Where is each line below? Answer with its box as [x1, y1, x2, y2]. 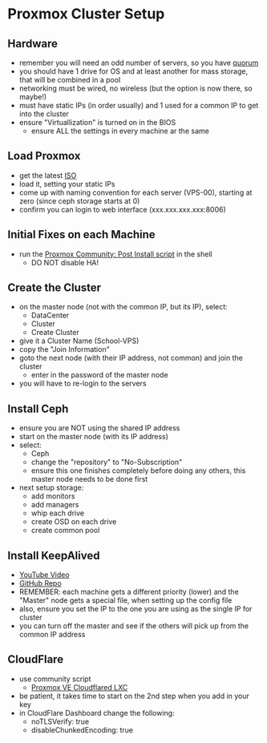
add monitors [30, 491, 75, 501]
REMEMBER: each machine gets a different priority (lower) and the [18, 587, 240, 597]
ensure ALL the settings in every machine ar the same [30, 126, 209, 135]
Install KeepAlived [7, 548, 100, 562]
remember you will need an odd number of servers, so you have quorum [18, 58, 259, 67]
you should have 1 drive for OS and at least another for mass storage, [18, 67, 249, 76]
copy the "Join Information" [18, 345, 110, 354]
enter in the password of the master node [30, 370, 169, 380]
